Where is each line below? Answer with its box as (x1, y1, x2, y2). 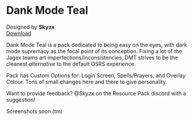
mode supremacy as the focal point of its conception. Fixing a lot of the (6, 47, 183, 54)
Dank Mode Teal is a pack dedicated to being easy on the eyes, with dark (6, 41, 188, 48)
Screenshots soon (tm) (6, 107, 63, 115)
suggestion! (6, 96, 36, 103)
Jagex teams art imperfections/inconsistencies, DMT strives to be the (6, 54, 179, 61)
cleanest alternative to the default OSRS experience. (6, 60, 136, 67)
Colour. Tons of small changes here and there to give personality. (6, 78, 167, 85)
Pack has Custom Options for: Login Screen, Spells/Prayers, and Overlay (6, 72, 186, 79)
